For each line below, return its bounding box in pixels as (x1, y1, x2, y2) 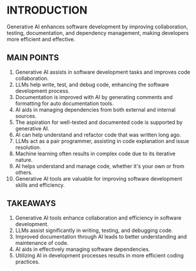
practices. (15, 258, 40, 265)
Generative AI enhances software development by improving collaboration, (6, 23, 188, 30)
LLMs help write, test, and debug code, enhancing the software (15, 81, 170, 88)
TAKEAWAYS (6, 198, 57, 208)
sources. (15, 112, 37, 119)
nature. (15, 156, 33, 163)
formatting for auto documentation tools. (15, 100, 114, 107)
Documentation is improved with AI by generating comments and (15, 93, 173, 100)
